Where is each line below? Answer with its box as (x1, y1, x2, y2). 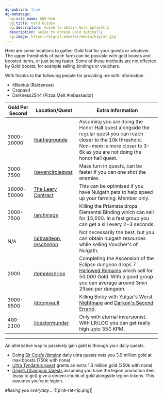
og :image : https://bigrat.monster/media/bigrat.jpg (9, 35, 116, 39)
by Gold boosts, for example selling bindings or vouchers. (5, 63, 120, 69)
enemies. (79, 175, 100, 181)
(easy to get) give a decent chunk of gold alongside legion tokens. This (12, 373, 154, 379)
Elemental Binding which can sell (79, 209, 154, 216)
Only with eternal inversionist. (79, 313, 147, 320)
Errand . (79, 305, 96, 312)
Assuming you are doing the (79, 118, 143, 125)
